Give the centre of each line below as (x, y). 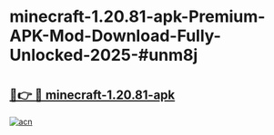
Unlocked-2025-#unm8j (104, 55)
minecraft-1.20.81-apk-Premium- (137, 17)
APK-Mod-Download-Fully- (115, 36)
